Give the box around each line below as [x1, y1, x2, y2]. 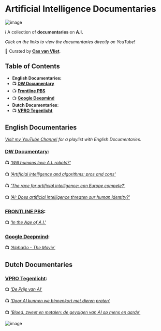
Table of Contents [5, 62, 60, 71]
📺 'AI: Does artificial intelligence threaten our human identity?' [5, 194, 130, 200]
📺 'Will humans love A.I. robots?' [5, 159, 71, 165]
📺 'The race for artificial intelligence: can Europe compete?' [5, 183, 126, 189]
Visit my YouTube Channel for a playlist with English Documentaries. [5, 136, 142, 142]
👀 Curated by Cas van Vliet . [5, 48, 61, 54]
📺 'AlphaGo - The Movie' [5, 245, 56, 251]
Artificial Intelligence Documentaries [5, 3, 156, 15]
